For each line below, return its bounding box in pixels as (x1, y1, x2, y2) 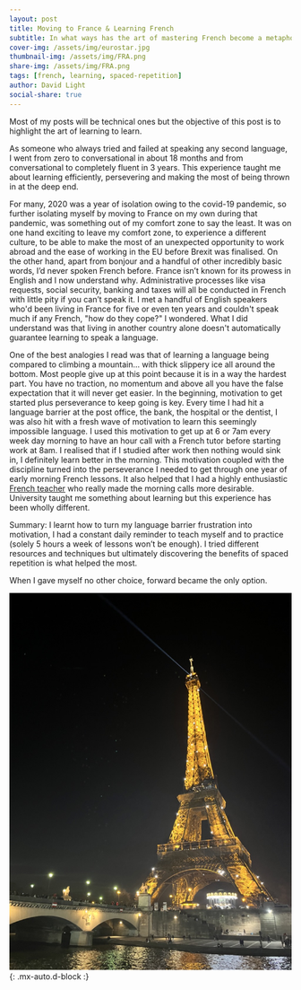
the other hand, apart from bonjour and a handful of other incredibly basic (9, 256, 282, 267)
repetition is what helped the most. (9, 557, 138, 568)
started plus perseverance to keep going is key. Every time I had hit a (9, 397, 264, 407)
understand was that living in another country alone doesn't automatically (9, 322, 281, 333)
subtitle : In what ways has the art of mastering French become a (9, 33, 262, 42)
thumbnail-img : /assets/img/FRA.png (9, 52, 146, 62)
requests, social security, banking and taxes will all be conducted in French (9, 284, 287, 295)
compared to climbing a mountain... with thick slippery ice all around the (9, 359, 276, 370)
